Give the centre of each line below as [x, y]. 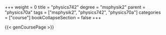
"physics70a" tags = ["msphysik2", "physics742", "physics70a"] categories [83, 12]
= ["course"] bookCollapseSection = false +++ [53, 17]
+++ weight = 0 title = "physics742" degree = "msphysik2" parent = [75, 7]
